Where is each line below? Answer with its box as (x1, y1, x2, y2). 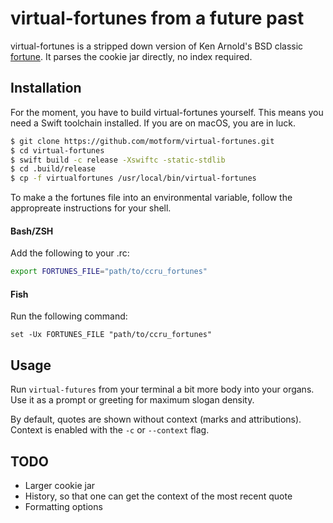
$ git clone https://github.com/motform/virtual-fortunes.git (10, 136, 275, 146)
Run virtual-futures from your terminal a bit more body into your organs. (10, 383, 315, 396)
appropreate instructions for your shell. (10, 202, 172, 214)
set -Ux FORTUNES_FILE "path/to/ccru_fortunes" (10, 330, 213, 340)
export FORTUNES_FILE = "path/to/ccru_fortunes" (10, 267, 208, 277)
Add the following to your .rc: (10, 247, 130, 259)
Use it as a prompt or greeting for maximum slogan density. (10, 394, 255, 406)
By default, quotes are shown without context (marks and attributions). (10, 413, 302, 426)
